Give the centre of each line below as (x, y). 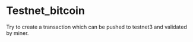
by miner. (18, 33)
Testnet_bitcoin (45, 11)
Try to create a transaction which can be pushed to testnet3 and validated (96, 27)
